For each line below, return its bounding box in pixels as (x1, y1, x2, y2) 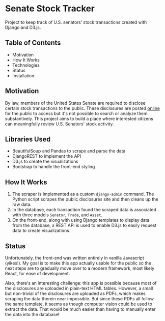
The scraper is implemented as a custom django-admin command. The (12, 191, 154, 197)
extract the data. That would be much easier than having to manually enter (5, 306, 156, 312)
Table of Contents (5, 39, 61, 47)
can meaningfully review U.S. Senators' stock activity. (5, 121, 114, 127)
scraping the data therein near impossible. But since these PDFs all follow (5, 296, 154, 301)
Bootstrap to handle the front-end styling (12, 164, 95, 170)
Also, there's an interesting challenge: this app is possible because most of (5, 280, 157, 286)
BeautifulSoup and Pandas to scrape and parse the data (12, 148, 126, 154)
